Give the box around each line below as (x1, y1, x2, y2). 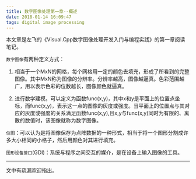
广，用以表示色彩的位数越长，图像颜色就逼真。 (14, 83, 127, 90)
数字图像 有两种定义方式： (6, 56, 65, 63)
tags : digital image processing (6, 19, 85, 25)
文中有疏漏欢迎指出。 (6, 167, 57, 174)
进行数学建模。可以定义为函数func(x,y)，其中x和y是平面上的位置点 (14, 95, 175, 102)
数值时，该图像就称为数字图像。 (24, 117, 102, 124)
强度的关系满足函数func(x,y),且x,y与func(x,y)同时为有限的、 (40, 110, 185, 117)
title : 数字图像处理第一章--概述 (6, 8, 78, 15)
